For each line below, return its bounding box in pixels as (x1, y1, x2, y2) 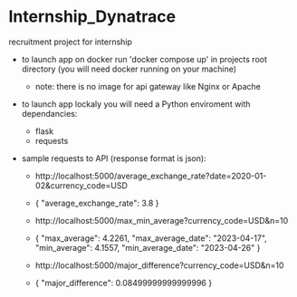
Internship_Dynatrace (8, 6, 177, 27)
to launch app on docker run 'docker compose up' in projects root (21, 53, 268, 64)
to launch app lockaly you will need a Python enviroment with (21, 98, 251, 110)
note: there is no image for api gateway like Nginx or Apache (34, 81, 262, 91)
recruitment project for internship (8, 36, 133, 47)
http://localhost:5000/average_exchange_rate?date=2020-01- (34, 170, 267, 181)
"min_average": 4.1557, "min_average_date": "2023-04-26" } (34, 242, 261, 253)
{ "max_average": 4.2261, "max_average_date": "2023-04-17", (34, 233, 268, 244)
